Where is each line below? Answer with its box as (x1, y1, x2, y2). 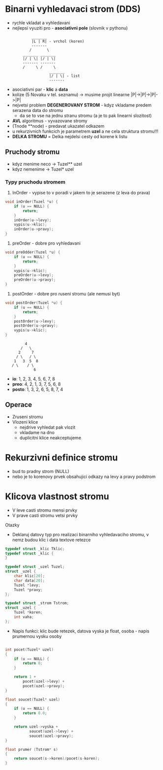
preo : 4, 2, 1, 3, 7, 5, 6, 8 (12, 381, 61, 387)
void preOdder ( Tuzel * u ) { (5, 250, 60, 255)
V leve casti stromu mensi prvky (12, 507, 78, 513)
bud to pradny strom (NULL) (12, 468, 70, 474)
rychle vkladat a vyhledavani (12, 20, 70, 26)
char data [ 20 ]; (14, 578, 45, 583)
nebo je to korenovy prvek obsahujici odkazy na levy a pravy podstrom (12, 474, 156, 479)
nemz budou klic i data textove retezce (12, 537, 91, 543)
